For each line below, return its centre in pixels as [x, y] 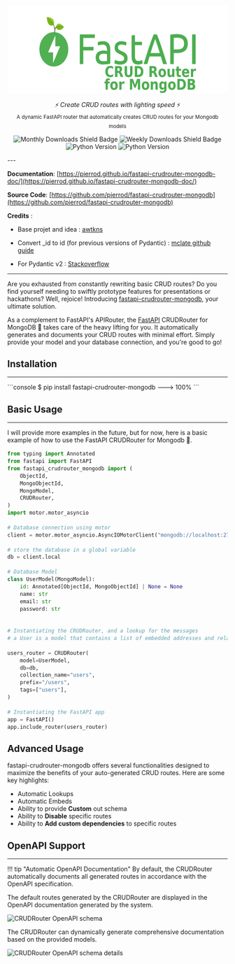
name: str [34, 594]
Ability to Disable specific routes [64, 816]
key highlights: [28, 780]
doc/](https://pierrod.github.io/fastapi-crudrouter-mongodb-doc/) [102, 181]
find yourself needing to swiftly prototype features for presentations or [109, 291]
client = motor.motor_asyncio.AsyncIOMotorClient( [83, 535]
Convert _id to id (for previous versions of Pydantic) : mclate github [114, 243]
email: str [36, 601]
